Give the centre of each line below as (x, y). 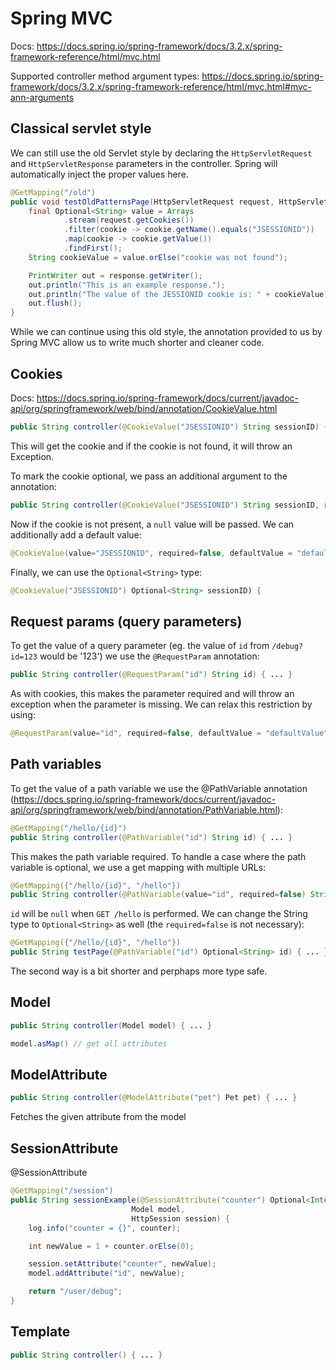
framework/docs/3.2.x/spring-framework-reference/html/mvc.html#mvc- (161, 86)
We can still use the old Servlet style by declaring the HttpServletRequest (161, 153)
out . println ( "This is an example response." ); (127, 285)
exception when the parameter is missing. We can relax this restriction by (161, 704)
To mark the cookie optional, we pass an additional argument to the (149, 476)
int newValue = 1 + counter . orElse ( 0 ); (111, 1246)
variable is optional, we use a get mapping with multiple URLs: (138, 867)
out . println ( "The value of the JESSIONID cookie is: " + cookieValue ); (180, 294)
